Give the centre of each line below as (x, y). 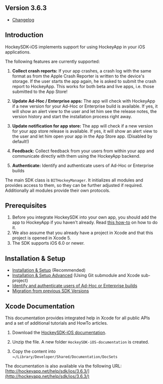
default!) (20, 141)
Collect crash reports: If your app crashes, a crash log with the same (82, 71)
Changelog (23, 19)
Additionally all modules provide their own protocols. (58, 190)
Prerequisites (26, 206)
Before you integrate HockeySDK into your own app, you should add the (84, 217)
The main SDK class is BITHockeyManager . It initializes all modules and (74, 180)
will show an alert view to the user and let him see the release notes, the (84, 111)
